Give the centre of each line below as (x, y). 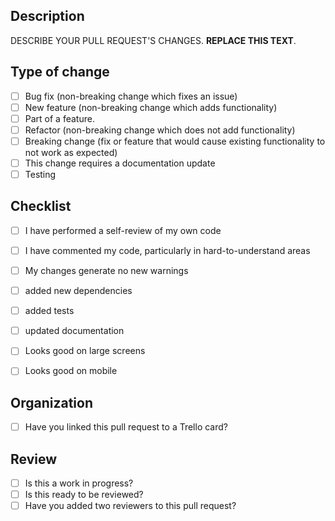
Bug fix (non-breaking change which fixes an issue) (131, 96)
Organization (51, 402)
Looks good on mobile (71, 371)
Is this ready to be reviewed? (84, 495)
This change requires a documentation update (120, 163)
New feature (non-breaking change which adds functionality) (151, 107)
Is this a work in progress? (79, 483)
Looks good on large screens (85, 351)
